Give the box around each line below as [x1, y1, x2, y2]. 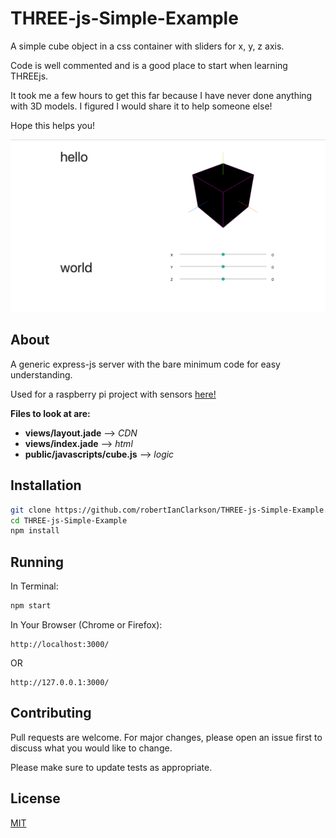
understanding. [10, 368, 73, 381]
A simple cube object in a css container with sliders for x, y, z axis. [10, 40, 285, 52]
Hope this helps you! [10, 119, 96, 131]
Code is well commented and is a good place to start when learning [10, 59, 288, 71]
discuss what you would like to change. [10, 742, 173, 754]
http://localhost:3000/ [10, 639, 110, 649]
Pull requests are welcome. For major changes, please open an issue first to [10, 731, 323, 743]
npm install [10, 526, 60, 536]
